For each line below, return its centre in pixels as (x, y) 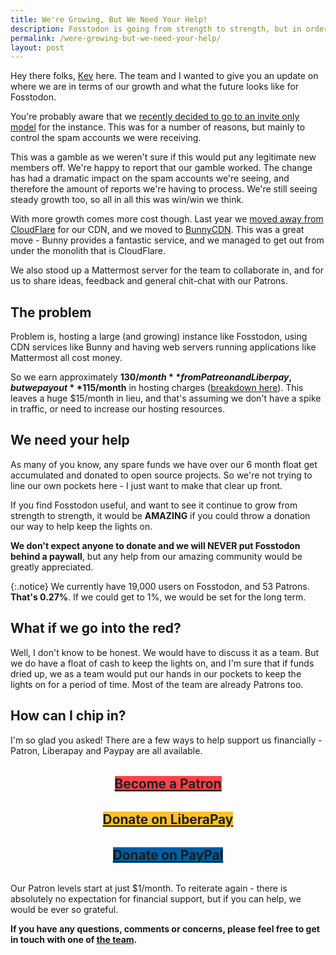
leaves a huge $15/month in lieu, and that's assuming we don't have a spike (166, 398)
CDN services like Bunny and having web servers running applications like (163, 347)
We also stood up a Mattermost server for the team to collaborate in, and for (167, 270)
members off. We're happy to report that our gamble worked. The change (161, 168)
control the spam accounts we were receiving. (106, 138)
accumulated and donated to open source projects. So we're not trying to (161, 475)
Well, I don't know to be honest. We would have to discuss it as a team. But (165, 652)
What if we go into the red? (96, 628)
